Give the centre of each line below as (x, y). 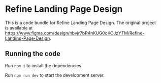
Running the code (33, 54)
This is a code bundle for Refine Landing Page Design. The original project (80, 23)
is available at (19, 28)
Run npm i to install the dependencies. (44, 65)
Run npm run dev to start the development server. (55, 75)
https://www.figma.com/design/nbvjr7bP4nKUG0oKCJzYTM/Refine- (75, 33)
